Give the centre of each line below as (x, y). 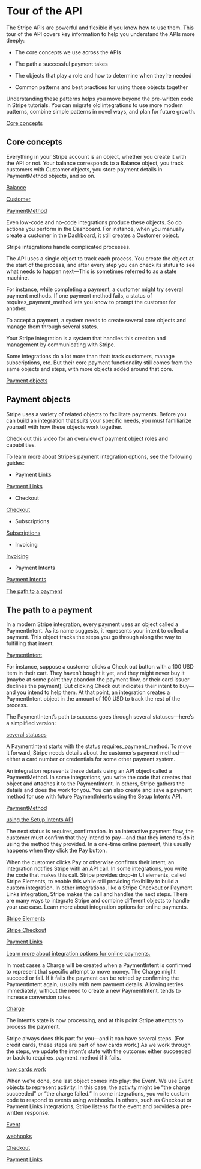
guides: (16, 463)
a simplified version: (31, 723)
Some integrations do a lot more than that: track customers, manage (91, 356)
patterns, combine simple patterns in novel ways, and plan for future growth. (101, 111)
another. (16, 308)
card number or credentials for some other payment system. (101, 759)
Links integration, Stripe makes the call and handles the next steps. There (97, 894)
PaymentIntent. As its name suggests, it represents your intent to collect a (97, 631)
